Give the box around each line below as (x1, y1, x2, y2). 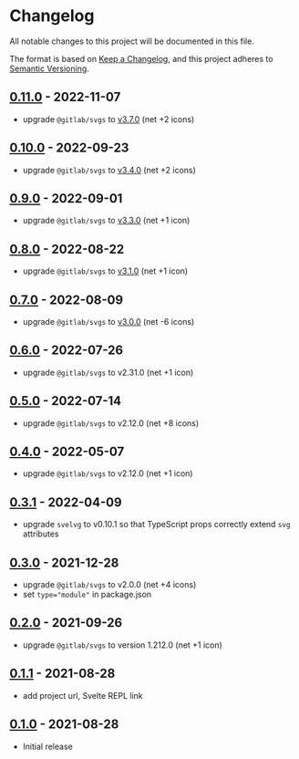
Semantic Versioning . (9, 63, 89, 74)
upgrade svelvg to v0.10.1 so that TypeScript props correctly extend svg (22, 519, 291, 530)
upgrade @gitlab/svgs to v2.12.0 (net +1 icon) (22, 468, 193, 479)
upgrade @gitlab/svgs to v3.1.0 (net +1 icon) (22, 265, 189, 276)
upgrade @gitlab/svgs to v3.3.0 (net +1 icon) (22, 215, 191, 226)
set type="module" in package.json (22, 589, 152, 600)
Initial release (22, 741, 73, 752)
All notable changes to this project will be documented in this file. (9, 36, 255, 47)
